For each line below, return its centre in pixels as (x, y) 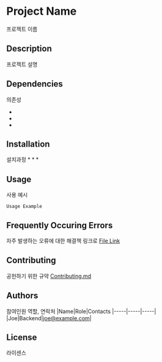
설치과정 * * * (23, 160)
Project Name (42, 11)
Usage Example (24, 207)
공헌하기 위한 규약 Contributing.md (49, 276)
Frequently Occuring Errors (60, 225)
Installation (28, 144)
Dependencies (35, 84)
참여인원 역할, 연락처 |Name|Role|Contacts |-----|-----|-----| (81, 311)
